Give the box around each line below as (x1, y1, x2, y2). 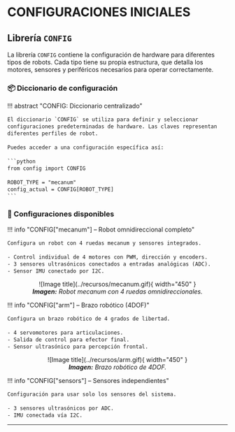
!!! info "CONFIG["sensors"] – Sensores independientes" (7, 376, 169, 384)
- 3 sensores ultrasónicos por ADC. (7, 405, 114, 412)
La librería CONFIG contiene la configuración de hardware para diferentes (7, 50, 215, 59)
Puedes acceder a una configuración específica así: (7, 144, 164, 151)
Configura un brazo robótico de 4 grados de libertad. (7, 315, 171, 322)
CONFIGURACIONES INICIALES (7, 4, 191, 20)
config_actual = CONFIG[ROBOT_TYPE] (7, 186, 114, 193)
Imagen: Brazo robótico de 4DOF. (69, 363, 166, 371)
